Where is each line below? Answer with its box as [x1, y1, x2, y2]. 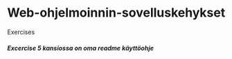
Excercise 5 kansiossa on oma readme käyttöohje [7, 44, 154, 52]
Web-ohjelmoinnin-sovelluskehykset [7, 5, 226, 21]
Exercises [7, 28, 35, 36]
